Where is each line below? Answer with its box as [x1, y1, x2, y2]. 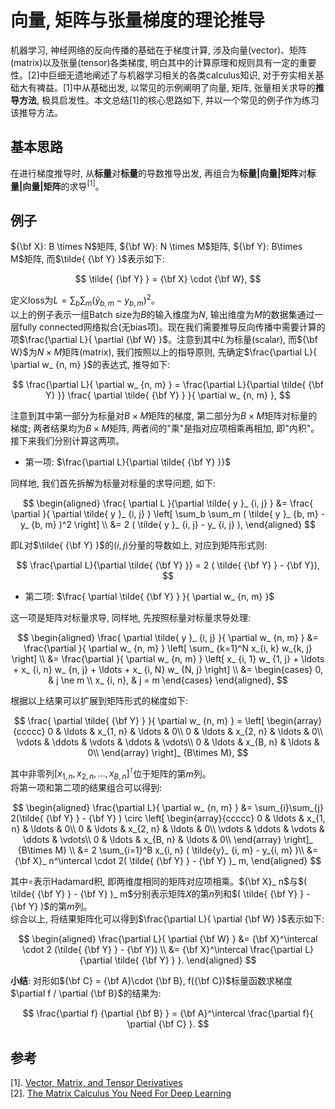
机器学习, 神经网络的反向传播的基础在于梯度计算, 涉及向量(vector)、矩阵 [10, 44, 308, 56]
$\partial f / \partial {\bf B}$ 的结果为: [10, 987, 162, 1000]
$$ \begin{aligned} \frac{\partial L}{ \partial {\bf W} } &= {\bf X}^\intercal [18, 933, 318, 945]
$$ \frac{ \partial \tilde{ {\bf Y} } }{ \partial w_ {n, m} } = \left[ [13, 714, 265, 726]
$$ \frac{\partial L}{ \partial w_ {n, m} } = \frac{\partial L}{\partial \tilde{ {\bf [11, 378, 325, 390]
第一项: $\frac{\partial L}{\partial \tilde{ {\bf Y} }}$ [24, 456, 232, 468]
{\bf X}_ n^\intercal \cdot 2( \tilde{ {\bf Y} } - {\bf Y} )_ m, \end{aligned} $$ [14, 855, 322, 867]
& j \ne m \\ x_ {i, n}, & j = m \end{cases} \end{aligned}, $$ [48, 674, 288, 686]
